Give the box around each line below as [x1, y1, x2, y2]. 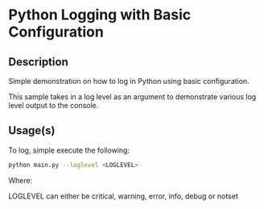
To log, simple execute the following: [8, 145, 130, 155]
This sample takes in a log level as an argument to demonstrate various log [8, 92, 257, 102]
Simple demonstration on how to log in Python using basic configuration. [8, 77, 250, 86]
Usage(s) [8, 123, 56, 138]
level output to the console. [8, 101, 99, 110]
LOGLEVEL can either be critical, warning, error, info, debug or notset [8, 191, 239, 201]
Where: [8, 175, 33, 185]
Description [8, 55, 68, 69]
